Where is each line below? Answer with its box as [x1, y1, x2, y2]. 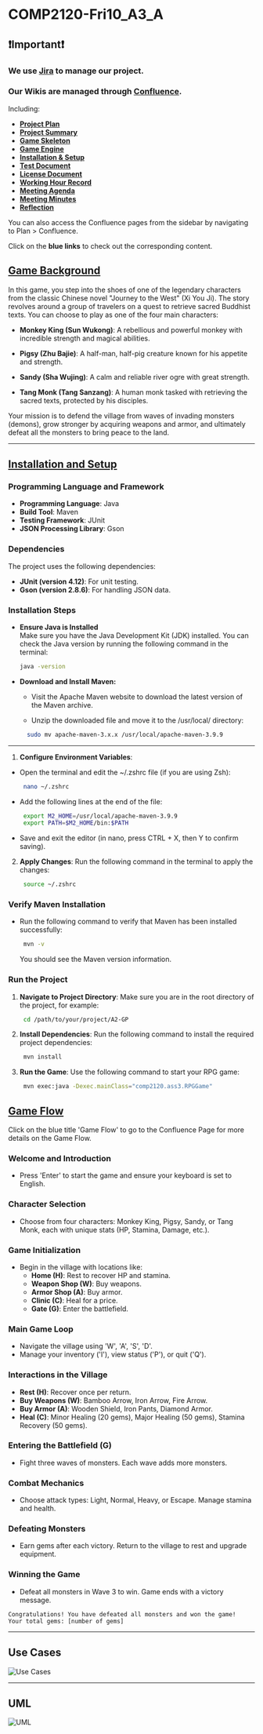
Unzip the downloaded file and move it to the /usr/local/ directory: [31, 716, 244, 725]
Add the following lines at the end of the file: [19, 796, 163, 806]
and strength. [19, 357, 63, 366]
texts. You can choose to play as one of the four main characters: [8, 310, 219, 319]
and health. [19, 1504, 56, 1514]
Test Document [19, 161, 71, 170]
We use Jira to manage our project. [8, 65, 144, 76]
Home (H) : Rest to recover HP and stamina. [31, 1270, 171, 1280]
